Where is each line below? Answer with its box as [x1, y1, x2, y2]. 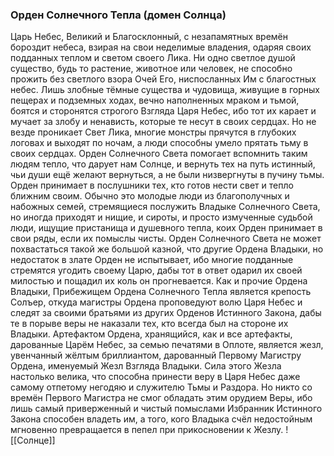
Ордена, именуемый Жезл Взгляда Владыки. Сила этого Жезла [10, 360, 282, 372]
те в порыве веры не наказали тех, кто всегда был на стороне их [10, 318, 289, 330]
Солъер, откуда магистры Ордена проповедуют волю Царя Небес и [10, 296, 303, 308]
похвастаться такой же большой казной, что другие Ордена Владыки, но [10, 243, 324, 255]
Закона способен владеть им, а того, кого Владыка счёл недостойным [10, 413, 313, 425]
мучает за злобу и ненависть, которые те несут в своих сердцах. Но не [10, 116, 317, 128]
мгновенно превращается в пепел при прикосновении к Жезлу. [10, 424, 284, 436]
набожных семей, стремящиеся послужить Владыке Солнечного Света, [10, 201, 321, 213]
